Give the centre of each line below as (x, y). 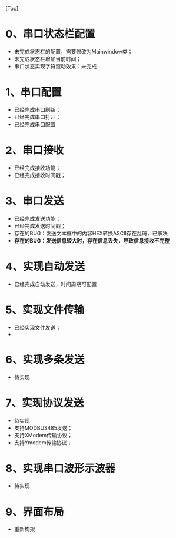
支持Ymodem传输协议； (43, 442)
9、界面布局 (35, 512)
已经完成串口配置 (35, 124)
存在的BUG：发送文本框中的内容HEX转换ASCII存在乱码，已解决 (91, 233)
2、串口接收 (35, 150)
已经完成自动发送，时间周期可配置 (55, 284)
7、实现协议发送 (45, 403)
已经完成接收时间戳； (40, 175)
